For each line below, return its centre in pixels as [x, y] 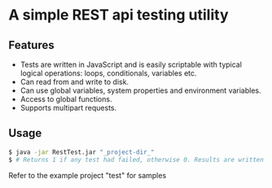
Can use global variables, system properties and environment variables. [140, 90]
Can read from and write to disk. [74, 82]
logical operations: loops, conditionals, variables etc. [108, 73]
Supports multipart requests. [68, 108]
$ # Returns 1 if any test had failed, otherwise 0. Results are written [136, 160]
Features [31, 45]
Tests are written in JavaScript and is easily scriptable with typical [131, 64]
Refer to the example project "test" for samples [88, 175]
